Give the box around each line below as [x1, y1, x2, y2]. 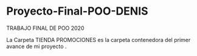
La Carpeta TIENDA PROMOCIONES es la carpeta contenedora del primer [6, 36, 191, 43]
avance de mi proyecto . [6, 43, 67, 50]
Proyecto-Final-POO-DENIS [6, 4, 148, 18]
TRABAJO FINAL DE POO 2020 [6, 24, 85, 32]
